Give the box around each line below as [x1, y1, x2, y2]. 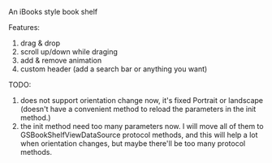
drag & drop [19, 38, 61, 48]
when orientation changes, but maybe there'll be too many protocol [19, 139, 246, 148]
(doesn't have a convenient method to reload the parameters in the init [19, 105, 257, 114]
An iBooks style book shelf [8, 7, 98, 16]
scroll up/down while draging [19, 47, 118, 56]
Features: [8, 23, 41, 32]
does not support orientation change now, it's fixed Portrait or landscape [19, 96, 264, 105]
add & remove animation [19, 56, 102, 65]
